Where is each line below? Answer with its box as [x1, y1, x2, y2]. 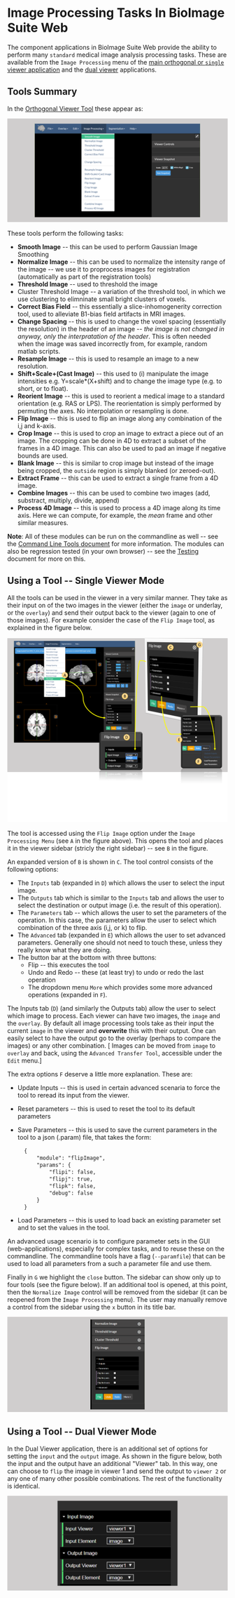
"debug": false [48, 1190, 93, 1197]
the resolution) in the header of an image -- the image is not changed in [17, 325, 225, 333]
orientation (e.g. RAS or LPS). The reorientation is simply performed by [17, 399, 222, 408]
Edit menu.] [7, 1056, 42, 1065]
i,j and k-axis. [17, 422, 56, 430]
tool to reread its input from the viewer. [17, 1091, 129, 1100]
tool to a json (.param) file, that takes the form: [17, 1133, 152, 1142]
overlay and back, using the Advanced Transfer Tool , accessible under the [7, 1049, 222, 1058]
